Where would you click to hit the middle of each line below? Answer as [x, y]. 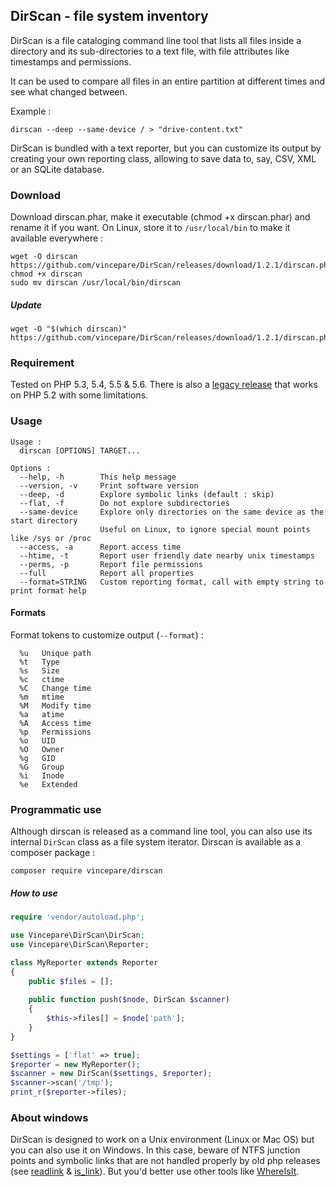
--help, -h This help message [98, 477]
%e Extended [48, 784]
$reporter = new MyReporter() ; [75, 1064]
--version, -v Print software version [109, 485]
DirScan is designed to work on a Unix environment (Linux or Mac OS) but [162, 1140]
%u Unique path [55, 653]
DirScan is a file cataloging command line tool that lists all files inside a [156, 40]
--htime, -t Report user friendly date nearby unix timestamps [167, 555]
